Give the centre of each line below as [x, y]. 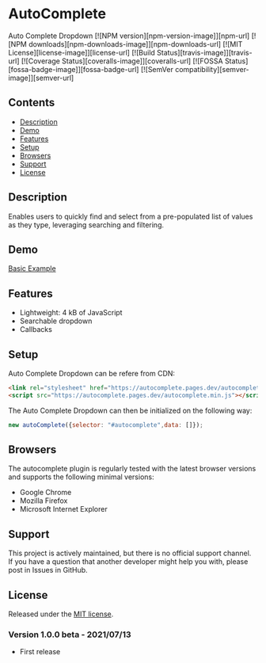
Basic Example [32, 269]
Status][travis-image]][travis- [205, 52]
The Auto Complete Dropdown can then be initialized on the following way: [130, 410]
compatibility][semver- [212, 69]
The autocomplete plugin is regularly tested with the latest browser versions [132, 469]
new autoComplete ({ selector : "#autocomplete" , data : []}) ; [106, 425]
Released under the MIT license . [61, 614]
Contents [32, 103]
